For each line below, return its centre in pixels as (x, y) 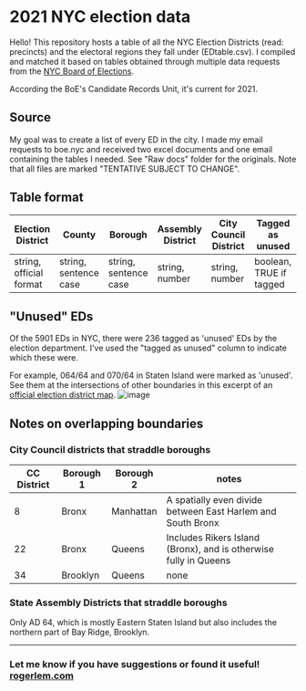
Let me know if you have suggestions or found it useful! (135, 665)
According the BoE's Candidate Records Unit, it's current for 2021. (133, 89)
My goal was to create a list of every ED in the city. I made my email (136, 140)
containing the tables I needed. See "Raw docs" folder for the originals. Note (153, 159)
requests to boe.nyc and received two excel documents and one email (141, 149)
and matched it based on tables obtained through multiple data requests (145, 61)
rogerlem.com (42, 675)
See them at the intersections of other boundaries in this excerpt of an (141, 385)
